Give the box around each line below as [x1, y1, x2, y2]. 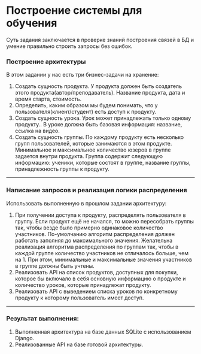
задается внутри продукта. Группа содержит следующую [14, 153, 163, 160]
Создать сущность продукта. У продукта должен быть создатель [14, 83, 182, 90]
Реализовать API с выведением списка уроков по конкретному [14, 288, 178, 295]
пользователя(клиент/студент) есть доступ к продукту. [14, 108, 157, 116]
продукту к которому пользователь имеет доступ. [14, 294, 144, 301]
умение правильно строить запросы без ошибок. [6, 43, 133, 50]
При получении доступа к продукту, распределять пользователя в [14, 211, 187, 219]
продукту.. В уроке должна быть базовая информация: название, [14, 121, 182, 128]
